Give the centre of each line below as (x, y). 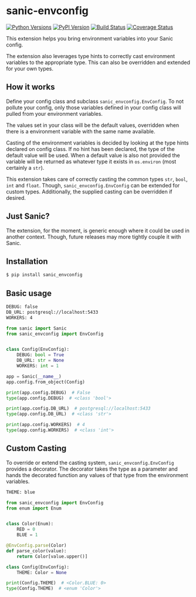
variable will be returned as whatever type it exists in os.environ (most (91, 161)
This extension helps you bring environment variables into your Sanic (89, 38)
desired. (16, 197)
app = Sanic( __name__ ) (34, 376)
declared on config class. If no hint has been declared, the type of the (90, 149)
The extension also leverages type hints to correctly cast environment (90, 56)
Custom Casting (36, 449)
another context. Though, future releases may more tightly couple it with (94, 237)
